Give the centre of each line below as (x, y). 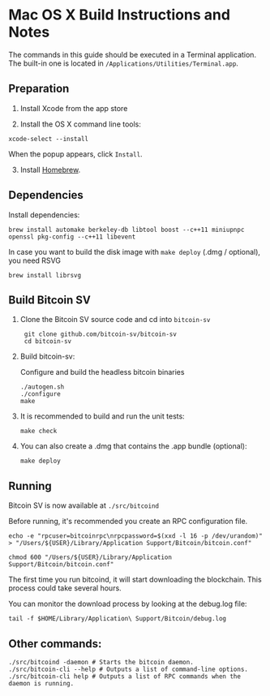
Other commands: (55, 644)
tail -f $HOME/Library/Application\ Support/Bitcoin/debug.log (118, 619)
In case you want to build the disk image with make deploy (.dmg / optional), (135, 251)
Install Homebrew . (50, 170)
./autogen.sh (42, 387)
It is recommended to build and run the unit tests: (102, 416)
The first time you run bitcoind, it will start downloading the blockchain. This (135, 580)
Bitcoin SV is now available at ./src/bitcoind (84, 505)
